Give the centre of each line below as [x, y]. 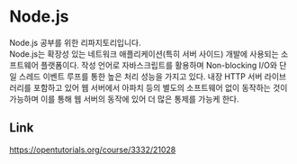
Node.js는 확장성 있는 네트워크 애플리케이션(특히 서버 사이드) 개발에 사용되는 [144, 54]
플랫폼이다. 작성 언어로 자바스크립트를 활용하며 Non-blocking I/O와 [158, 65]
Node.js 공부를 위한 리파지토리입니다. [75, 42]
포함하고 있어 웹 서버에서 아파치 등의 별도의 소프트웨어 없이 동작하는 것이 [160, 87]
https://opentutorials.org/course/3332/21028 [93, 150]
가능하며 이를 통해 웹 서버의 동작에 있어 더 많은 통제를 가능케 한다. [124, 99]
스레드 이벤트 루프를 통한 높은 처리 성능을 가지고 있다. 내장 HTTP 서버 [140, 76]
